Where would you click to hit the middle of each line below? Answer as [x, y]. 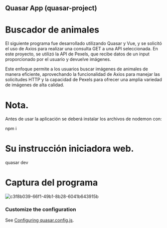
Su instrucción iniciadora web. [70, 149]
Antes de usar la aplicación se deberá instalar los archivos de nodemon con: [83, 119]
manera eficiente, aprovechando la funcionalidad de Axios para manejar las [83, 74]
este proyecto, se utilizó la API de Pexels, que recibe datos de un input [77, 54]
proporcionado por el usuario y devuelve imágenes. [58, 59]
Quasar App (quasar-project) [51, 8]
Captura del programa [52, 183]
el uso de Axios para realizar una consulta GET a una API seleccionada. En [82, 49]
